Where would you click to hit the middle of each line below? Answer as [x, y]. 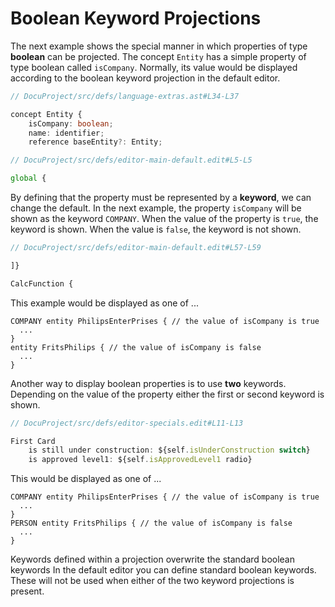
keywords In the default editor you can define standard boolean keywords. [163, 570]
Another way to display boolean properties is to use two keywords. [148, 383]
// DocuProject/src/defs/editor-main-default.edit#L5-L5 [131, 160]
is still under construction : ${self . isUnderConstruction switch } [169, 450]
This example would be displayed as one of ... [104, 303]
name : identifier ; [66, 133]
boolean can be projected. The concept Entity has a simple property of [158, 56]
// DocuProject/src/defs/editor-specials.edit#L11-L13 [127, 423]
